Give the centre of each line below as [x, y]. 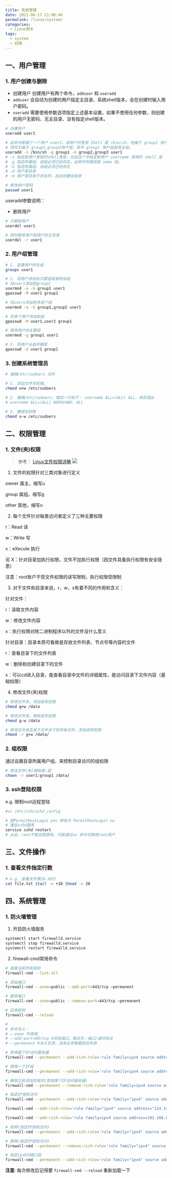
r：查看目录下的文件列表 [31, 653]
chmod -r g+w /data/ [27, 735]
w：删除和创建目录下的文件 [34, 664]
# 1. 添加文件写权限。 [26, 384]
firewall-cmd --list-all [32, 973]
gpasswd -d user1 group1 [32, 349]
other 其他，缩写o [24, 505]
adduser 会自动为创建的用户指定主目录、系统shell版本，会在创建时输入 [87, 100]
